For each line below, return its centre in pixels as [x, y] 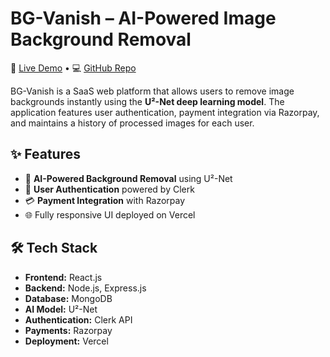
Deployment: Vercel [66, 341]
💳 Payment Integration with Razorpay [105, 200]
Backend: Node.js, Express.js [85, 288]
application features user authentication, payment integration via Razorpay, [165, 112]
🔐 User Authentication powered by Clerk [109, 189]
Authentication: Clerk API [78, 319]
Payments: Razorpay [68, 330]
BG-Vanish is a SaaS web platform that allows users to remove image [152, 91]
